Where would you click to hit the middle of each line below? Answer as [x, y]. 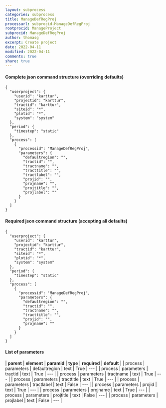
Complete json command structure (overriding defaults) [64, 77]
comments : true [21, 56]
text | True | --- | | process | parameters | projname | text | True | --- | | [78, 389]
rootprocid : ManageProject [33, 28]
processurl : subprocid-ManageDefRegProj [48, 24]
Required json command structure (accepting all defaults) [66, 221]
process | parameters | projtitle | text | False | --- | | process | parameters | [82, 395]
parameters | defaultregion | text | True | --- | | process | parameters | [77, 368]
